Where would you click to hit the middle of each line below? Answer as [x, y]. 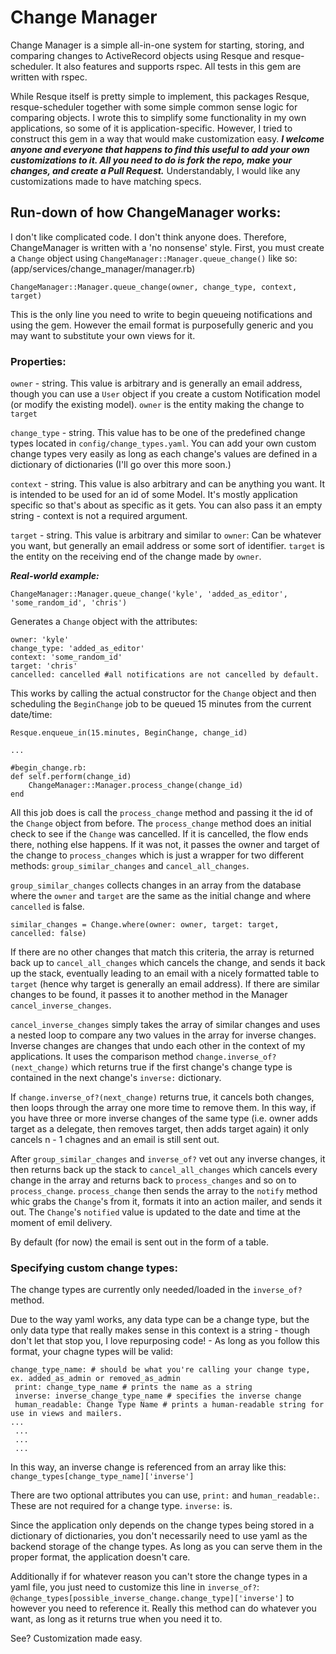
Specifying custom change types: [94, 1268]
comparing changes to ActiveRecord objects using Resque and [140, 55]
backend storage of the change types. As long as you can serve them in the [166, 1547]
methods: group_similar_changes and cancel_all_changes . [130, 866]
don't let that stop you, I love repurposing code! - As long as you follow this [165, 1341]
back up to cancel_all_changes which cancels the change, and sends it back [168, 963]
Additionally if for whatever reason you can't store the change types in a [159, 1577]
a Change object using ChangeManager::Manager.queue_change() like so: [154, 258]
